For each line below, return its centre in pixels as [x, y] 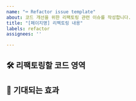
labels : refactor [28, 29]
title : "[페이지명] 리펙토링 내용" [45, 23]
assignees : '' [24, 34]
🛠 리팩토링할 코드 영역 [46, 65]
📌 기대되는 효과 [33, 90]
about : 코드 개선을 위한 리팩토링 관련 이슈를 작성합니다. [69, 17]
